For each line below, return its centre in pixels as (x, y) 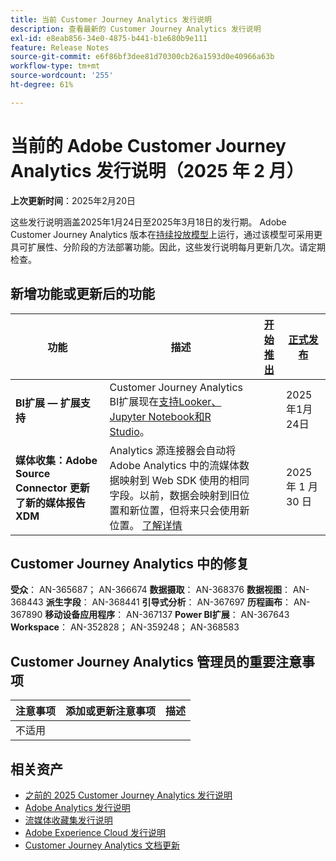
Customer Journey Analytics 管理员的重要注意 (156, 661)
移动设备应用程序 (80, 615)
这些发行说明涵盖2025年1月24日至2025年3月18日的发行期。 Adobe (148, 222)
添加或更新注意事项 (111, 711)
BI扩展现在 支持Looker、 (165, 401)
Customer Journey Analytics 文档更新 (102, 845)
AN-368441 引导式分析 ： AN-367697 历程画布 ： (191, 602)
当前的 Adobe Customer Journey (148, 145)
